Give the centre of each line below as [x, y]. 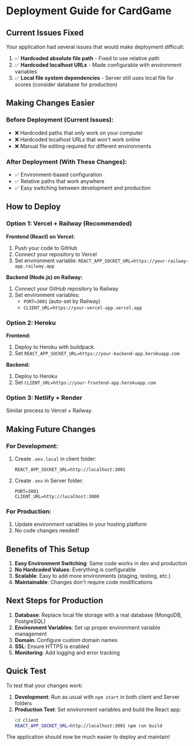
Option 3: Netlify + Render [44, 398]
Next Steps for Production [55, 601]
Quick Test [26, 671]
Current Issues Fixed [45, 33]
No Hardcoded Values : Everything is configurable [75, 570]
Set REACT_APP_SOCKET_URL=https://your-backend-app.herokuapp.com [97, 353]
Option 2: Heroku [31, 322]
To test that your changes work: [45, 685]
